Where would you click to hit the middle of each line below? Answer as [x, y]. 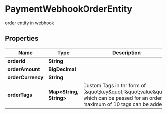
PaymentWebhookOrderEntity [69, 9]
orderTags [20, 95]
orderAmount [24, 69]
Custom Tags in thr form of [115, 85]
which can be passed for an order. [123, 98]
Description [126, 52]
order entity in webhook [30, 23]
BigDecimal [62, 69]
